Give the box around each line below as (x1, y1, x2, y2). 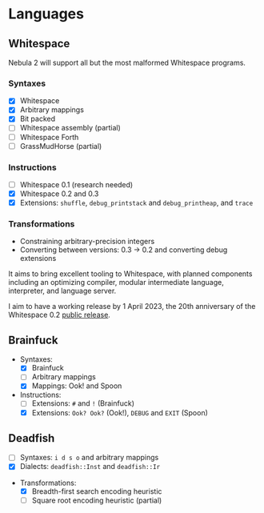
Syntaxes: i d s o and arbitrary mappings (19, 453, 159, 463)
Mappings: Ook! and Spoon (31, 381, 122, 391)
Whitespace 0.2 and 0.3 (19, 189, 99, 198)
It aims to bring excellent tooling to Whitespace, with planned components (8, 269, 253, 279)
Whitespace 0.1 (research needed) (19, 179, 134, 189)
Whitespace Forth (19, 132, 79, 142)
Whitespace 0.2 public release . (8, 310, 110, 320)
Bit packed (19, 114, 56, 124)
